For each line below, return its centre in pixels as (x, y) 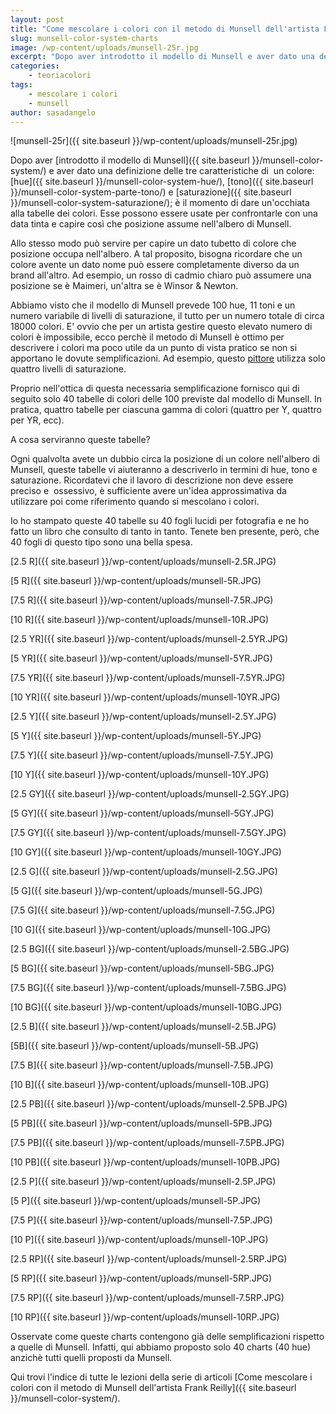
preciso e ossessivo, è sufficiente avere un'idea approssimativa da (148, 491)
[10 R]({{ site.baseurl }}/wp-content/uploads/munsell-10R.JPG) (140, 620)
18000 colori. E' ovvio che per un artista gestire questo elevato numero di (161, 327)
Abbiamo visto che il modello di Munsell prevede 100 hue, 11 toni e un (153, 305)
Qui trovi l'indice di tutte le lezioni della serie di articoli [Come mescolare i (161, 1377)
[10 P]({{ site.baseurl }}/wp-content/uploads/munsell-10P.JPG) (139, 1240)
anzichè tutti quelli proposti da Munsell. (91, 1358)
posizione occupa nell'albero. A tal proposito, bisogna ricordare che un (156, 254)
